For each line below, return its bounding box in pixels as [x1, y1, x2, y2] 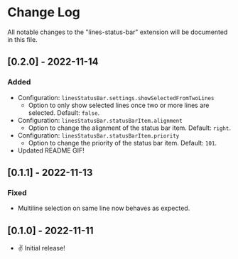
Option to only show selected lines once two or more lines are [28, 101, 210, 109]
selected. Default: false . [28, 108, 100, 117]
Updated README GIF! [17, 146, 85, 155]
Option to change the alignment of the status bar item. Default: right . [28, 123, 231, 132]
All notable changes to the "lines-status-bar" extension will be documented [7, 28, 228, 36]
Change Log [7, 4, 80, 21]
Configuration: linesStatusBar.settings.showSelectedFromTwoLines [17, 93, 215, 101]
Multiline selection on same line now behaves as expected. [17, 204, 190, 213]
